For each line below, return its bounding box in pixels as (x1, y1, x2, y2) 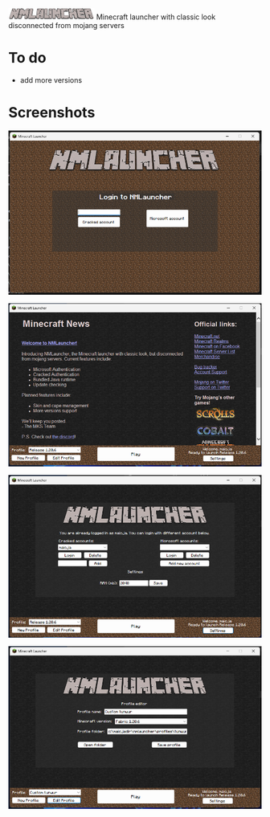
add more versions (19, 75, 83, 84)
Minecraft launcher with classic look (96, 12, 216, 22)
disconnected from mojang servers (8, 21, 125, 30)
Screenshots (8, 104, 96, 122)
